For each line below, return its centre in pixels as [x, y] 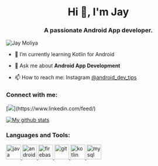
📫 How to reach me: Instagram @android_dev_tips [75, 77]
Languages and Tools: [38, 135]
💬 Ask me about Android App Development [67, 66]
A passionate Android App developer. [98, 31]
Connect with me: [32, 95]
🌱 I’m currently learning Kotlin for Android [64, 55]
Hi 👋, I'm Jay [98, 12]
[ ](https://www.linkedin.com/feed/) [51, 109]
